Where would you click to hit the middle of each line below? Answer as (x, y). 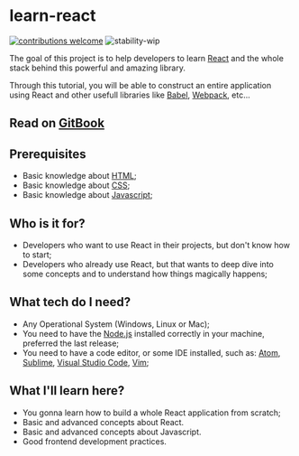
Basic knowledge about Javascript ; (87, 195)
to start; (37, 255)
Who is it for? (47, 223)
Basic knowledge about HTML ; (79, 176)
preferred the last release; (71, 343)
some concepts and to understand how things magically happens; (145, 274)
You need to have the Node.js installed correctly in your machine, (144, 333)
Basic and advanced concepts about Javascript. (112, 432)
